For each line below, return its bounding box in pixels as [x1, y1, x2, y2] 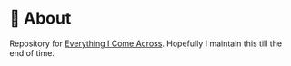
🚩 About [9, 8, 72, 29]
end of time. [9, 47, 55, 58]
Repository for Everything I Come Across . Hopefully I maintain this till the [9, 38, 283, 49]
